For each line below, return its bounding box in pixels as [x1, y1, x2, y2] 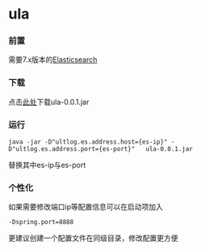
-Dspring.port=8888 [8, 219, 74, 227]
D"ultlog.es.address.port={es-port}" [8, 145, 136, 153]
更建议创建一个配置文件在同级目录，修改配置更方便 [8, 233, 178, 243]
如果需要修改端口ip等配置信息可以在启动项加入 [8, 202, 163, 212]
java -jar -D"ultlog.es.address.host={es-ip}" [8, 138, 168, 146]
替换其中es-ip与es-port [8, 160, 86, 170]
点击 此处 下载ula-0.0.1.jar [8, 97, 90, 106]
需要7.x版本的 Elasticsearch [8, 55, 98, 65]
